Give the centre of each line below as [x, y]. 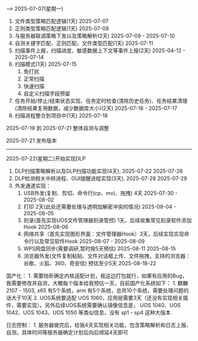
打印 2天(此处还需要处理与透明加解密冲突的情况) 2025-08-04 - [100, 207]
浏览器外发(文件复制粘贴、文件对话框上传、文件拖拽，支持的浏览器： [107, 256]
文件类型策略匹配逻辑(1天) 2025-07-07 [62, 21]
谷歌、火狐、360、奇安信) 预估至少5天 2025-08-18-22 [90, 263]
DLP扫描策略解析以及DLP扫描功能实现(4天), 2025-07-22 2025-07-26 [99, 171]
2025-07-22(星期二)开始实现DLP [46, 158]
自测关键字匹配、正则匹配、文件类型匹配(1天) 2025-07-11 [84, 43]
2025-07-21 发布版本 [32, 141]
